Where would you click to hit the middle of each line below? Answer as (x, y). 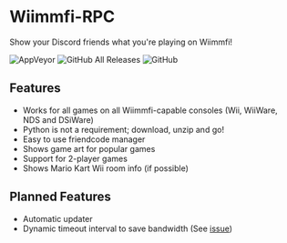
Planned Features (61, 197)
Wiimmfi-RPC (62, 17)
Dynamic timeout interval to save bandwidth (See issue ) (128, 228)
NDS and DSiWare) (58, 119)
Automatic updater (57, 218)
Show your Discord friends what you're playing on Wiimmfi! (121, 42)
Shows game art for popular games (89, 148)
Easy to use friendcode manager (84, 139)
